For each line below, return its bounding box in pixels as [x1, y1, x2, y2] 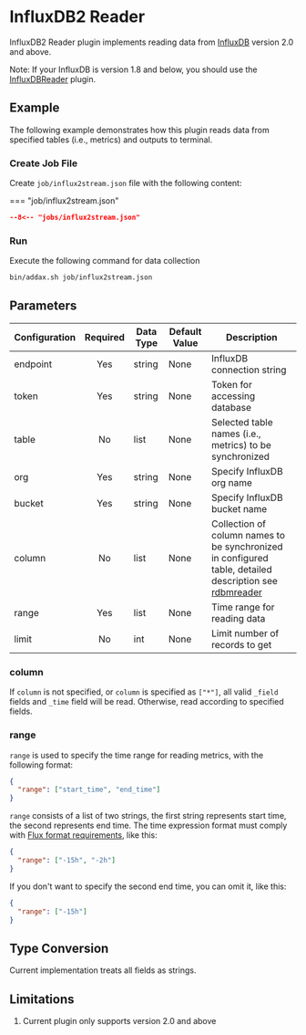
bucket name [210, 502, 268, 515]
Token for [210, 378, 252, 391]
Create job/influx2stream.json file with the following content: [9, 178, 242, 189]
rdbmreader [210, 586, 262, 599]
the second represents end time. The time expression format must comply [9, 820, 288, 831]
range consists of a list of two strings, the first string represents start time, [9, 810, 287, 821]
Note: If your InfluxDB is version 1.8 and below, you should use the [9, 64, 258, 75]
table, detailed [210, 563, 272, 576]
